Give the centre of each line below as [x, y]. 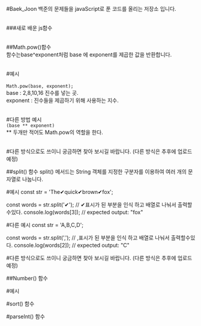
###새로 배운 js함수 [29, 28]
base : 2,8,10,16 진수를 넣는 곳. [42, 93]
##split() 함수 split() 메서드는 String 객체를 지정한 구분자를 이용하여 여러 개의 [97, 172]
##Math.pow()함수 [29, 47]
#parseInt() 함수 [25, 316]
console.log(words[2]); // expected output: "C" [72, 245]
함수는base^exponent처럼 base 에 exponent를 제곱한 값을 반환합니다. [89, 55]
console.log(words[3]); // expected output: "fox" [83, 212]
